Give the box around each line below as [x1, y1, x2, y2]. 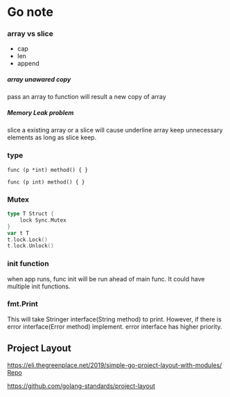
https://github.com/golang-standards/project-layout [7, 382, 156, 390]
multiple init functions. [7, 282, 71, 290]
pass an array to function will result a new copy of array [7, 93, 166, 101]
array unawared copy [7, 76, 71, 84]
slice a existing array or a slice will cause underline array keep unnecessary [7, 126, 223, 134]
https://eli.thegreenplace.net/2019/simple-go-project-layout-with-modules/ [7, 361, 222, 369]
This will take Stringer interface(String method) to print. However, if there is [7, 315, 222, 323]
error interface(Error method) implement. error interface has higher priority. [7, 322, 223, 330]
